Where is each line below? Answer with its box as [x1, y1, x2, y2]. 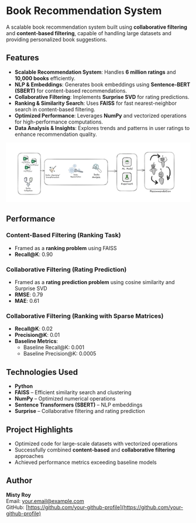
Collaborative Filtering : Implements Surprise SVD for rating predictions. [14, 93, 190, 100]
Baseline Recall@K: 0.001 [23, 344, 85, 351]
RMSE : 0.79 [14, 291, 43, 298]
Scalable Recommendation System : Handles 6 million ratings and [14, 69, 177, 76]
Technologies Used [6, 367, 78, 377]
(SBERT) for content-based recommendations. [14, 87, 128, 94]
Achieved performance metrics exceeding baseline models [14, 459, 157, 466]
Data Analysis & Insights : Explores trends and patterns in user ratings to [14, 124, 190, 131]
